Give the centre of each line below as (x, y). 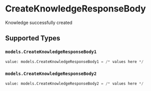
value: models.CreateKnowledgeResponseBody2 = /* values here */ (74, 83)
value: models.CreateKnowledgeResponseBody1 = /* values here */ (74, 61)
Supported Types (33, 38)
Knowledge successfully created (39, 22)
